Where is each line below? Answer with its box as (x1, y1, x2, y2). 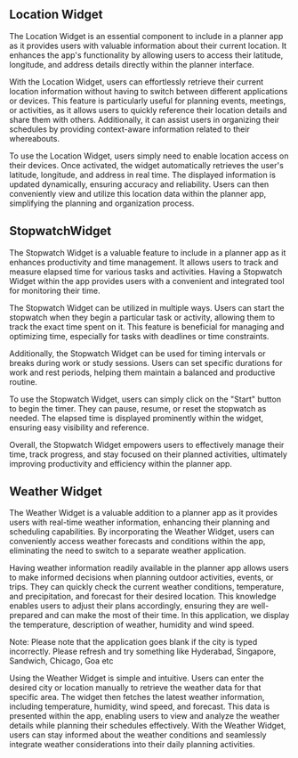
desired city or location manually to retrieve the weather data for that (9, 682, 262, 693)
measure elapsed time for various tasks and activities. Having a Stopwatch (9, 266, 283, 277)
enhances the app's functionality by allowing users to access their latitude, (9, 49, 284, 61)
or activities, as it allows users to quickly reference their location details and (9, 104, 287, 115)
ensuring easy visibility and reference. (9, 422, 149, 433)
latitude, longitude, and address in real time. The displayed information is (9, 169, 276, 180)
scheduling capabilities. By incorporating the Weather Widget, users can (9, 526, 275, 537)
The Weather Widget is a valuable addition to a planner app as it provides (9, 508, 278, 518)
